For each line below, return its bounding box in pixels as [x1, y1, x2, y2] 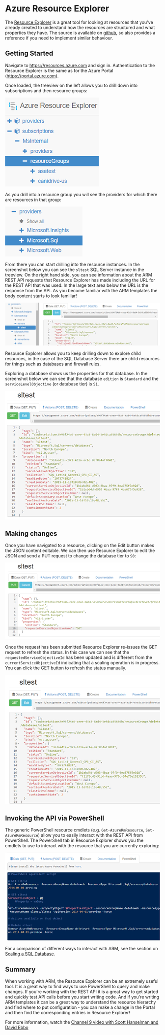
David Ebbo [5, 1025, 28, 1030]
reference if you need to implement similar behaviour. [5, 35, 113, 41]
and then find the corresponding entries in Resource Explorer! [5, 1010, 130, 1015]
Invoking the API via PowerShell [5, 814, 105, 822]
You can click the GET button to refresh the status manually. [5, 665, 127, 671]
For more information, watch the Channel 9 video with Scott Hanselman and [5, 1019, 159, 1025]
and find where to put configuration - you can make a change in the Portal [5, 1004, 155, 1010]
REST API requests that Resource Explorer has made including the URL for [5, 277, 156, 283]
